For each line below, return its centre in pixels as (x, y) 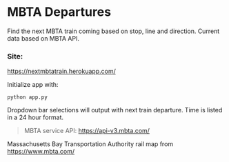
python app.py (28, 97)
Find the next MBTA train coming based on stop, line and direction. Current (113, 31)
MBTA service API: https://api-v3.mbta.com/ (87, 131)
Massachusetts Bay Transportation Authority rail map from (90, 144)
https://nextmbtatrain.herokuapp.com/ (61, 71)
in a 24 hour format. (36, 117)
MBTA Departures (59, 12)
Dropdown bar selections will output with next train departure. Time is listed (115, 110)
